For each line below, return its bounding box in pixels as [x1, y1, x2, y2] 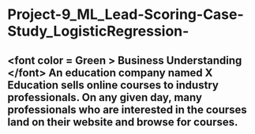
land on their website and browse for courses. [7, 115, 238, 128]
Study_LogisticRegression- [7, 22, 189, 40]
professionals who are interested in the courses [7, 102, 248, 116]
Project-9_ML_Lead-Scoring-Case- [7, 6, 244, 24]
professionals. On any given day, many [7, 91, 203, 104]
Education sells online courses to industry [7, 78, 219, 91]
